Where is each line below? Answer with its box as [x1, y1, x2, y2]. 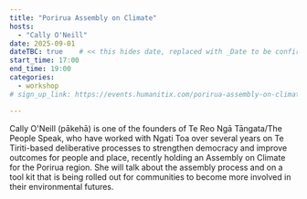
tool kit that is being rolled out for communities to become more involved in [9, 171, 291, 183]
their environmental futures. [9, 181, 114, 192]
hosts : [9, 22, 35, 31]
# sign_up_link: [9, 89, 71, 99]
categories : [9, 73, 55, 82]
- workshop [17, 81, 59, 90]
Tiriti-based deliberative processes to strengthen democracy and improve [9, 142, 288, 153]
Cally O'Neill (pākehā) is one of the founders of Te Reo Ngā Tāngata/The [9, 122, 283, 133]
